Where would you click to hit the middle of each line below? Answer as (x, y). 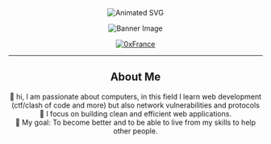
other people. (135, 131)
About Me (135, 77)
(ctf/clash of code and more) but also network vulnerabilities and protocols (135, 105)
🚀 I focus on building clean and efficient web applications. (135, 113)
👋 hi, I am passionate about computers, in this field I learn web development (135, 96)
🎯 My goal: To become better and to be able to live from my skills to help (135, 122)
